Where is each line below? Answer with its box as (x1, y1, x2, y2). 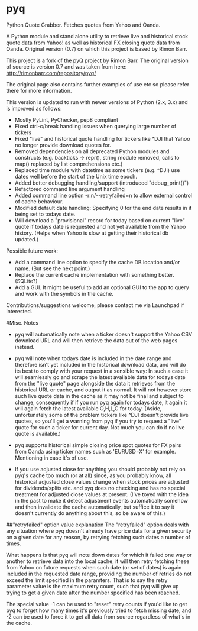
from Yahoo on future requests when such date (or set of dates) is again (6, 564, 182, 571)
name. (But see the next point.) (14, 265, 90, 272)
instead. (14, 343, 35, 350)
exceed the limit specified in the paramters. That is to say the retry (6, 576, 168, 584)
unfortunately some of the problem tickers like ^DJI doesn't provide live (14, 411, 189, 418)
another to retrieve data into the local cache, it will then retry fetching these (6, 558, 190, 565)
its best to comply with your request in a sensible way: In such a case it (14, 367, 189, 374)
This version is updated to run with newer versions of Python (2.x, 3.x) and (6, 98, 188, 105)
